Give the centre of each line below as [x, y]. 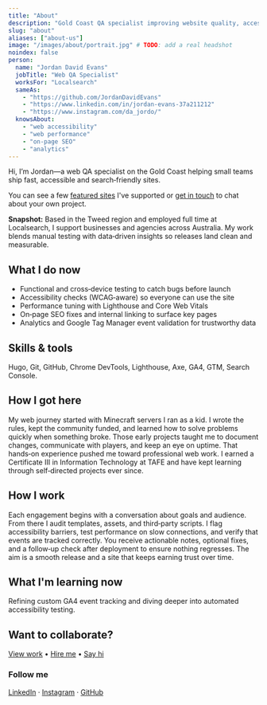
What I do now [44, 270]
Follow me [29, 675]
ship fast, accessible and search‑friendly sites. [85, 180]
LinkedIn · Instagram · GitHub [56, 692]
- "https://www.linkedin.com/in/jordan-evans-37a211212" [119, 104]
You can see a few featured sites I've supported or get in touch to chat [124, 195]
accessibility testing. [42, 609]
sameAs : [28, 90]
